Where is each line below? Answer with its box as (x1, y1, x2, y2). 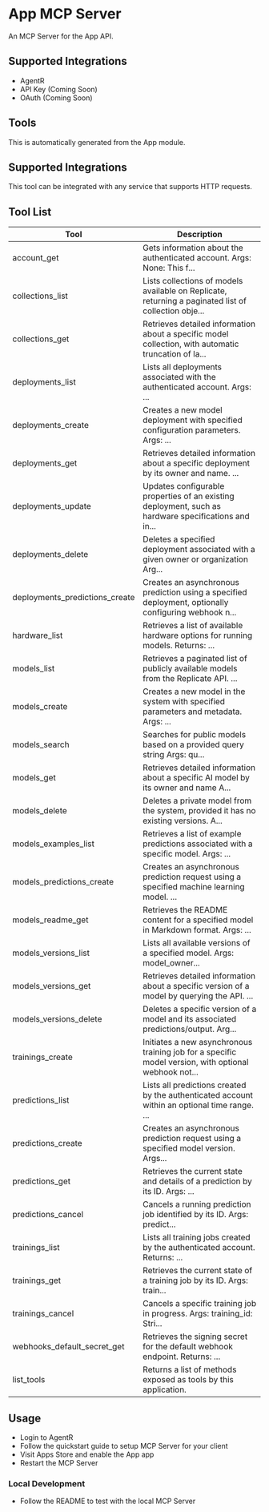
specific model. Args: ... (143, 849, 231, 860)
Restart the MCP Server (19, 1458, 98, 1467)
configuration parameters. (143, 425, 241, 436)
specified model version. (143, 1143, 235, 1154)
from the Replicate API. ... (143, 673, 238, 684)
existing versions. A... (143, 815, 223, 826)
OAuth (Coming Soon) (19, 93, 94, 103)
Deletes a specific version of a (143, 1003, 257, 1014)
